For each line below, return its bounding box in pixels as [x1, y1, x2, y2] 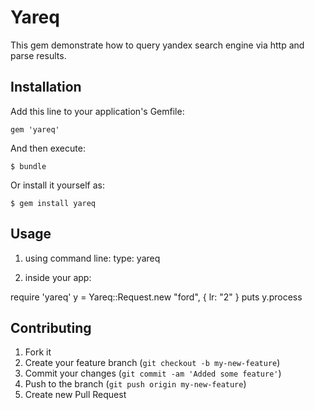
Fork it [24, 346, 52, 358]
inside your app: [24, 271, 92, 283]
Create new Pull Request [24, 389, 127, 401]
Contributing [10, 319, 92, 336]
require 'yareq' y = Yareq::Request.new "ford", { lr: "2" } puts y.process [10, 291, 303, 303]
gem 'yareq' [10, 124, 60, 135]
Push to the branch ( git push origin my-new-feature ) [24, 378, 247, 390]
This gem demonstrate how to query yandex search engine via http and [10, 39, 305, 51]
